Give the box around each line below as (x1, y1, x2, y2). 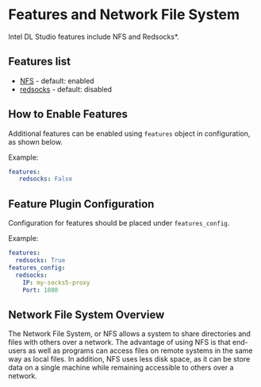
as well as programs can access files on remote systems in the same (28, 346, 253, 355)
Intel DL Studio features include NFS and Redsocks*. (8, 32, 180, 41)
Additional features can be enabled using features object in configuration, (8, 129, 251, 138)
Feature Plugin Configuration (8, 197, 155, 211)
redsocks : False (18, 175, 73, 184)
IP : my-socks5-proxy (22, 278, 90, 287)
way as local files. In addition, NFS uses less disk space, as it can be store (8, 354, 251, 364)
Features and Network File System (8, 6, 240, 24)
